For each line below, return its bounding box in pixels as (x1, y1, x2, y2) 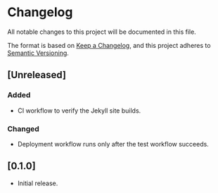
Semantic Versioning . (7, 49, 69, 57)
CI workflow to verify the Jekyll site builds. (17, 106, 141, 115)
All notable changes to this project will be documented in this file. (7, 27, 197, 36)
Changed (7, 124, 40, 134)
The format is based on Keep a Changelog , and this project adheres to (7, 41, 211, 49)
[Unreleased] (7, 69, 67, 81)
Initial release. (17, 179, 58, 187)
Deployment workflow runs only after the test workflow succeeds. (17, 139, 209, 148)
